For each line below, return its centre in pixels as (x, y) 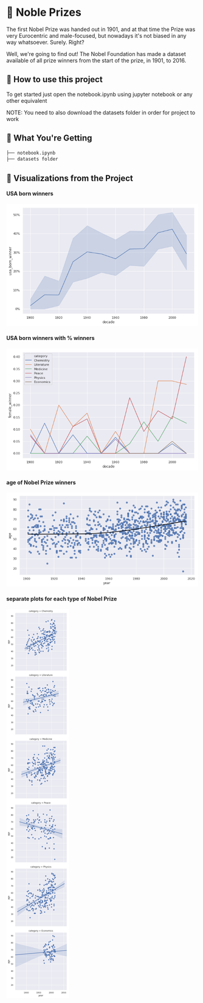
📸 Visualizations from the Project (70, 178)
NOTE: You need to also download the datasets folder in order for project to (101, 113)
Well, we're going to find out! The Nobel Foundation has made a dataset (96, 54)
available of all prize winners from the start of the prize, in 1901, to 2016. (96, 60)
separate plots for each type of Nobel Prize (62, 599)
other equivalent (27, 100)
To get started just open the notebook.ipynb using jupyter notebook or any (99, 94)
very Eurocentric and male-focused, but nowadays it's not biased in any (96, 35)
